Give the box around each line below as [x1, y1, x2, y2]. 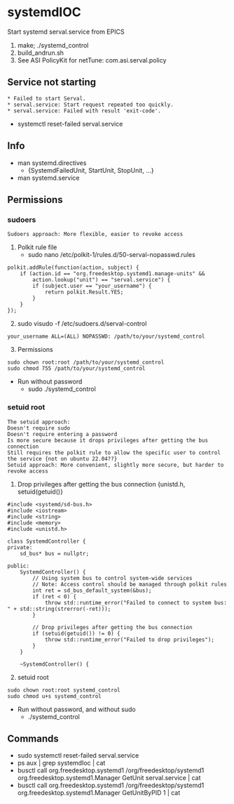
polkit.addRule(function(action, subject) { [7, 264, 139, 271]
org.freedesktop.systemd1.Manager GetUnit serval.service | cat [17, 774, 201, 782]
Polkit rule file [17, 243, 57, 251]
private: [7, 543, 33, 551]
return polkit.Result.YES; [44, 289, 124, 296]
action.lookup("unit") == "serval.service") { [32, 277, 171, 284]
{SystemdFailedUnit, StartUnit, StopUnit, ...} [27, 166, 154, 174]
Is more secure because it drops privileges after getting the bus [7, 437, 209, 444]
